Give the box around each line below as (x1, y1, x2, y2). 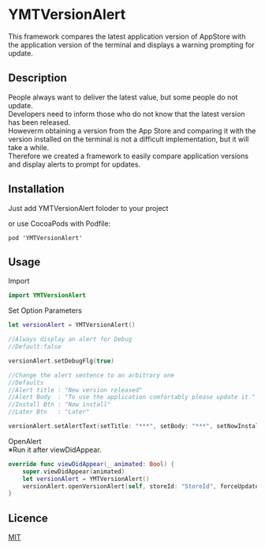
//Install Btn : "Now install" (8, 400, 111, 408)
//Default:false (8, 343, 62, 351)
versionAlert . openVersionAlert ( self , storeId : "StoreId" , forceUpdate (22, 482, 259, 491)
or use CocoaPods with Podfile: (8, 219, 111, 228)
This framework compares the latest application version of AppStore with (8, 32, 246, 41)
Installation (8, 182, 65, 196)
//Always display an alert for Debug (8, 336, 132, 344)
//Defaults (8, 378, 44, 386)
